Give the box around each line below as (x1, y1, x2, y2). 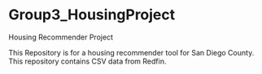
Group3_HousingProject (8, 6, 176, 24)
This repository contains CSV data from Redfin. (8, 56, 167, 66)
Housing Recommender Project (8, 32, 114, 42)
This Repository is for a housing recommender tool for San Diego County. (8, 47, 255, 57)
